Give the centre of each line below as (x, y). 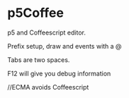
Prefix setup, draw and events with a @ (64, 46)
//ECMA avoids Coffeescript (48, 87)
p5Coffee (35, 13)
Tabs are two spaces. (39, 60)
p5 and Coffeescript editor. (47, 32)
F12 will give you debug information (59, 73)
